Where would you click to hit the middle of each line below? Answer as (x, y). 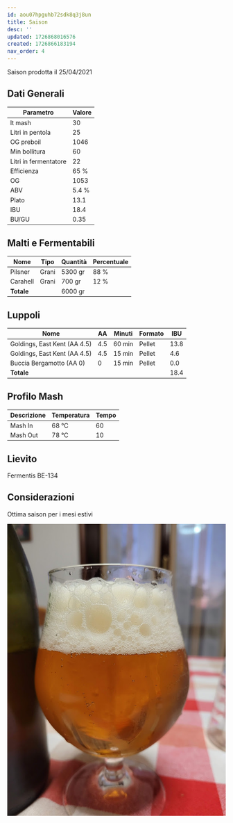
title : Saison (28, 22)
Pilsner (20, 272)
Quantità (74, 261)
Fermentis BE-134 (33, 475)
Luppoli (24, 315)
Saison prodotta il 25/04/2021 (50, 72)
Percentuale (111, 261)
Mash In (21, 425)
